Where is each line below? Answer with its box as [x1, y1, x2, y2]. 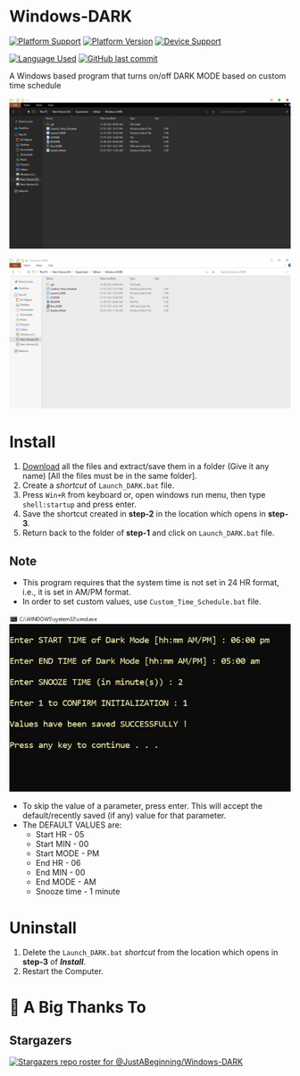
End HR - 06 [35, 858, 82, 869]
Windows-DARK [9, 6, 132, 27]
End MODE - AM [35, 877, 96, 887]
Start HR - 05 [35, 829, 85, 840]
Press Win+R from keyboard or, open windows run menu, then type [21, 490, 266, 500]
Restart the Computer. [21, 966, 104, 977]
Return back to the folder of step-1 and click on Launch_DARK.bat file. [21, 527, 275, 538]
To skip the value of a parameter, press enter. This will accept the [21, 801, 263, 811]
